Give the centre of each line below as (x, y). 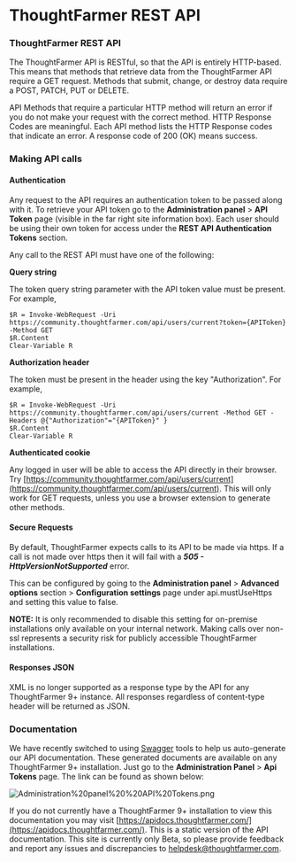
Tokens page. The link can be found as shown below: (107, 777)
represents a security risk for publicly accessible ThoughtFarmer (140, 638)
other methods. (37, 507)
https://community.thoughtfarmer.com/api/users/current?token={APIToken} (148, 322)
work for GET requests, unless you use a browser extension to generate (140, 498)
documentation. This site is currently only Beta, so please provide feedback (147, 839)
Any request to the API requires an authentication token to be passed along (146, 199)
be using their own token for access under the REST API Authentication (140, 228)
